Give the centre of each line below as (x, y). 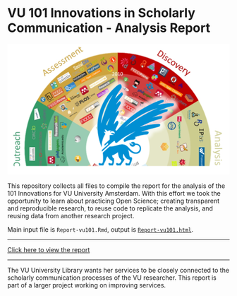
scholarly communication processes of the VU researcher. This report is (112, 278)
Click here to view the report (49, 249)
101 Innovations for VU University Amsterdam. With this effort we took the (114, 193)
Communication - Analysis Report (109, 28)
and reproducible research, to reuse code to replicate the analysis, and (110, 208)
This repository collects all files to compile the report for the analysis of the (116, 186)
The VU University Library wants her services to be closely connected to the (119, 270)
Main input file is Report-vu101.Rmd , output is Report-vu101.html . (101, 229)
